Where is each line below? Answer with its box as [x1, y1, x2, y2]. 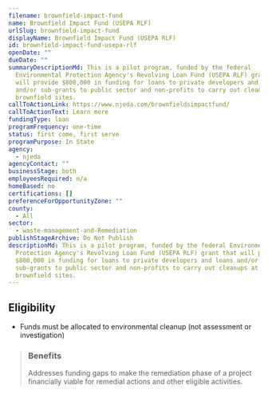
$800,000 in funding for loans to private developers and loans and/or [15, 256, 259, 264]
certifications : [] [8, 189, 73, 198]
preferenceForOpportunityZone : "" [8, 197, 124, 205]
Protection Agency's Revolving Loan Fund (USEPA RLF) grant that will [15, 249, 255, 257]
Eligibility [8, 301, 56, 314]
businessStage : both [8, 167, 77, 175]
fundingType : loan [8, 116, 69, 124]
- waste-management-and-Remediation [15, 227, 137, 235]
